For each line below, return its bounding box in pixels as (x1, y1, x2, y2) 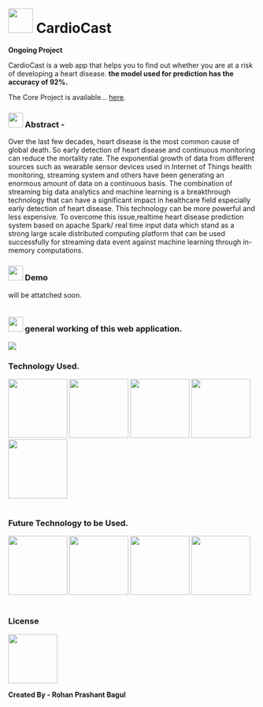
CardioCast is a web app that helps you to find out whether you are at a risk (8, 60, 254, 70)
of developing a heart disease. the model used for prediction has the (8, 68, 234, 78)
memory (8, 246, 35, 255)
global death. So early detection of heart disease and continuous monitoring (8, 146, 256, 155)
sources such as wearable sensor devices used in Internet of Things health (8, 162, 252, 172)
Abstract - (24, 119, 65, 130)
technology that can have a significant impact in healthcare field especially (8, 195, 251, 205)
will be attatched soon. (8, 290, 83, 299)
